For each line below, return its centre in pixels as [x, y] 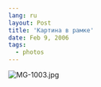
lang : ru [23, 15]
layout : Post [30, 23]
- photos [30, 52]
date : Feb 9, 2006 [39, 38]
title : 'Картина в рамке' [51, 30]
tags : [17, 45]
